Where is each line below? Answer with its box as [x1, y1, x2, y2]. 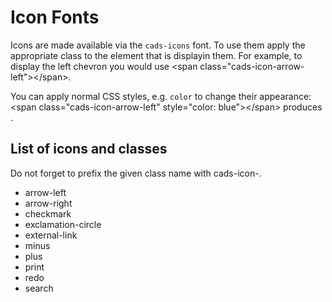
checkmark [24, 207, 72, 220]
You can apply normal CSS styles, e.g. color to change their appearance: [10, 90, 312, 102]
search [24, 282, 54, 294]
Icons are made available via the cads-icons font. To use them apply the [10, 39, 306, 51]
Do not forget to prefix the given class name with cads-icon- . [10, 167, 262, 179]
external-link [24, 229, 78, 241]
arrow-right [24, 197, 73, 209]
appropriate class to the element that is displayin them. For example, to [10, 49, 303, 61]
